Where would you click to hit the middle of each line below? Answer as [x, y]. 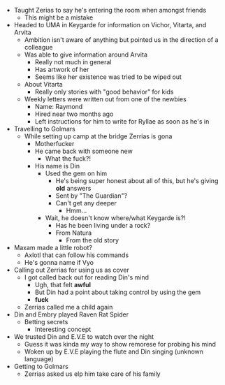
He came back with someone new [84, 151]
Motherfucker [55, 144]
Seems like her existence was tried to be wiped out [108, 77]
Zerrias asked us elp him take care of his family [92, 374]
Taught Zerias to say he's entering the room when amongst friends [110, 10]
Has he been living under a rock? [103, 225]
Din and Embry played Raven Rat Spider [71, 314]
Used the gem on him [76, 173]
